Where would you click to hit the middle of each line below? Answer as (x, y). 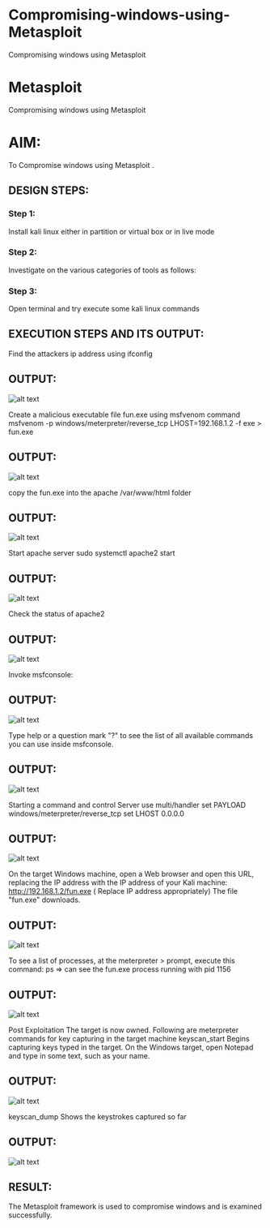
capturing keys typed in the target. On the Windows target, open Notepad (131, 1047)
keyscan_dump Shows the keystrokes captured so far (98, 1116)
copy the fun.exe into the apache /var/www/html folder (100, 492)
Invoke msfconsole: (41, 674)
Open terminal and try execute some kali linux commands (104, 309)
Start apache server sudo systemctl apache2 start (92, 553)
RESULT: (30, 1187)
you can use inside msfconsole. (61, 744)
